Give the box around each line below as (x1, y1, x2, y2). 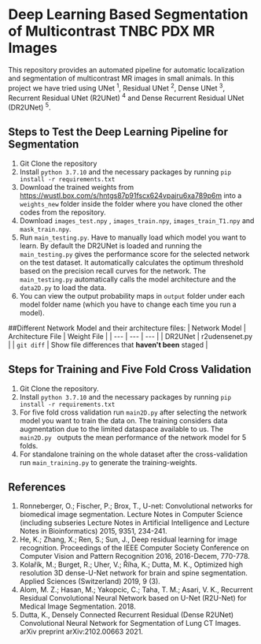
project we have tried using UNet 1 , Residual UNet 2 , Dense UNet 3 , (8, 81, 226, 92)
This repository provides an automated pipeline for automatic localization (8, 65, 245, 74)
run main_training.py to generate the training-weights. (19, 457, 198, 467)
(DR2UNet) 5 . (8, 101, 51, 112)
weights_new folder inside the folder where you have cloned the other (19, 199, 243, 208)
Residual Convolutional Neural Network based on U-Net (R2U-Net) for (19, 594, 248, 603)
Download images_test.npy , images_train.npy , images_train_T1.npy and (19, 215, 255, 225)
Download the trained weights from (19, 182, 134, 192)
